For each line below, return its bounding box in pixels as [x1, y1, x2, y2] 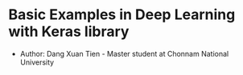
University [19, 57, 55, 67]
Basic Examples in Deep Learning [8, 6, 236, 24]
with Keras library [8, 22, 130, 41]
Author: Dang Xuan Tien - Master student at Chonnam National [19, 49, 229, 58]
